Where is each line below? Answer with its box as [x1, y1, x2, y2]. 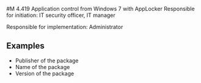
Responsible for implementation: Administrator [6, 24, 123, 30]
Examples [6, 41, 45, 51]
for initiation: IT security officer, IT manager [6, 12, 116, 19]
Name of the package [15, 63, 70, 70]
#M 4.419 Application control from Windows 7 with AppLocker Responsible [6, 5, 195, 12]
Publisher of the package [15, 57, 79, 64]
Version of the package [15, 70, 75, 77]
